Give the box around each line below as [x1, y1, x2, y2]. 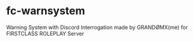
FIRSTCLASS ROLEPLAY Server [6, 30, 84, 37]
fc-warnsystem [6, 4, 85, 18]
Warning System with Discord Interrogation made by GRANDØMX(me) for [6, 24, 188, 31]
